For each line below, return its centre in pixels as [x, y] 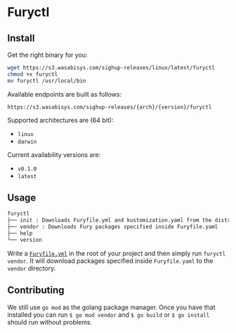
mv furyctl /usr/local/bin [47, 81]
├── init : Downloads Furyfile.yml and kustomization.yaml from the [110, 220]
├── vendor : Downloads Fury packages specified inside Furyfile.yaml [113, 227]
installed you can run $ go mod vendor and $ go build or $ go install [109, 314]
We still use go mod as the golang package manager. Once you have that [111, 307]
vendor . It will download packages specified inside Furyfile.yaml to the [110, 261]
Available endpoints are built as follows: [64, 94]
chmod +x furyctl [33, 74]
